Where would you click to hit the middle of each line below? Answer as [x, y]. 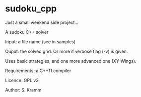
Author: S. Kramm [23, 90]
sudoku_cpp [31, 9]
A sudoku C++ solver [27, 32]
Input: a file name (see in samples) [40, 42]
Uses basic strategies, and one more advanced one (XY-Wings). [71, 61]
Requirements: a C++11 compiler [38, 71]
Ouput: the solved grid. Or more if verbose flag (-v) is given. [67, 51]
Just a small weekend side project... [42, 22]
